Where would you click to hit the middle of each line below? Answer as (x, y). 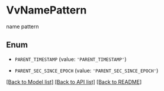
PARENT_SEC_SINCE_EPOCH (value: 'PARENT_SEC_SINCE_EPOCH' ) (86, 70)
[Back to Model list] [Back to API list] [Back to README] (74, 82)
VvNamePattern (46, 10)
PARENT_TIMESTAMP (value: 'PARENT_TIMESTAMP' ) (70, 59)
